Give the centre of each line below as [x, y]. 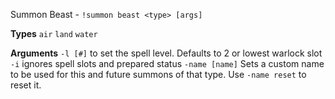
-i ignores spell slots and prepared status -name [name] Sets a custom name [167, 63]
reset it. [26, 85]
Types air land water [54, 33]
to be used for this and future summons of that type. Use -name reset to [158, 74]
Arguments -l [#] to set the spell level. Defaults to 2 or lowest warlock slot [166, 53]
